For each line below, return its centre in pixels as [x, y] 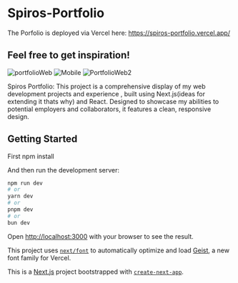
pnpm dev [20, 210]
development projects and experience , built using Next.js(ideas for [106, 93]
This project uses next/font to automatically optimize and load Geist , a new [119, 250]
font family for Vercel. [39, 257]
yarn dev [20, 196]
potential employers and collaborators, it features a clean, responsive [109, 109]
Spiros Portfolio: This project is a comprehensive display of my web [106, 86]
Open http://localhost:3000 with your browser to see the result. [101, 236]
